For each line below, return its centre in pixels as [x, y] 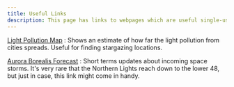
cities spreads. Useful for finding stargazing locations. [85, 47]
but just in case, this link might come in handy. [74, 76]
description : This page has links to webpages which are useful [102, 20]
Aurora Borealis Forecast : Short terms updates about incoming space [107, 61]
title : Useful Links [37, 14]
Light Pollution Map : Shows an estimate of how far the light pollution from [113, 40]
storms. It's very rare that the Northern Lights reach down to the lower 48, [114, 68]
